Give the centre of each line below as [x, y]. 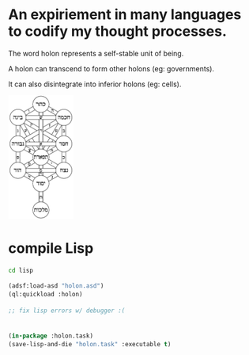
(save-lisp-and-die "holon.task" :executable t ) [90, 344]
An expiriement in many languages [125, 15]
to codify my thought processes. [117, 31]
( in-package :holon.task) [51, 336]
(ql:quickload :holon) [45, 294]
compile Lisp [51, 248]
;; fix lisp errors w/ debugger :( [67, 311]
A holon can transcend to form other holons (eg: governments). [111, 68]
